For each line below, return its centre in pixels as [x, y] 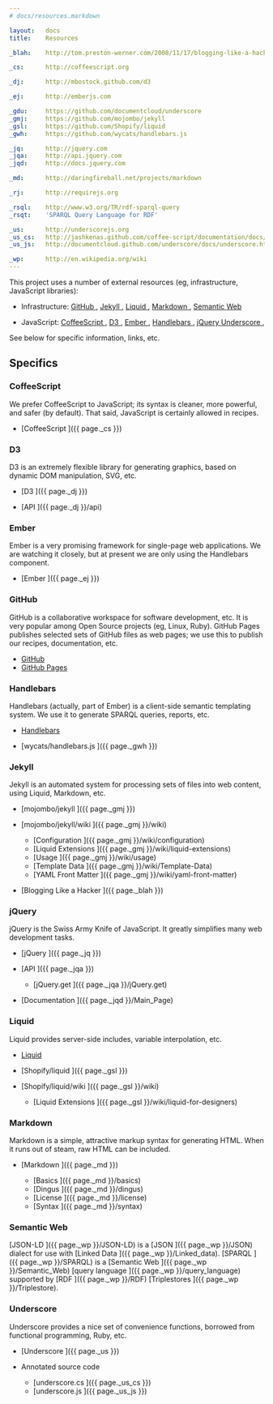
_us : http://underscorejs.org [69, 229]
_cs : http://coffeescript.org [69, 67]
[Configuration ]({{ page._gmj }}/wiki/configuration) [119, 840]
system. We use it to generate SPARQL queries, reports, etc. [109, 715]
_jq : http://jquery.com [58, 148]
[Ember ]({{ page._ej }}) [60, 578]
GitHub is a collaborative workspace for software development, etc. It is [129, 617]
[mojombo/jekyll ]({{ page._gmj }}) [78, 809]
